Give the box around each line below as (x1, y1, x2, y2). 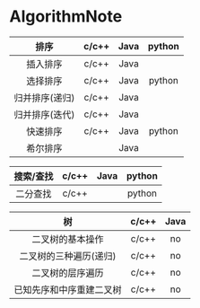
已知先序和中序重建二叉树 (13, 283, 123, 295)
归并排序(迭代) (13, 108, 75, 120)
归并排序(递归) (13, 92, 75, 104)
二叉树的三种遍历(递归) (19, 250, 117, 262)
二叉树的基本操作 (31, 233, 105, 245)
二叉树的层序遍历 (31, 267, 105, 279)
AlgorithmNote (9, 6, 123, 27)
